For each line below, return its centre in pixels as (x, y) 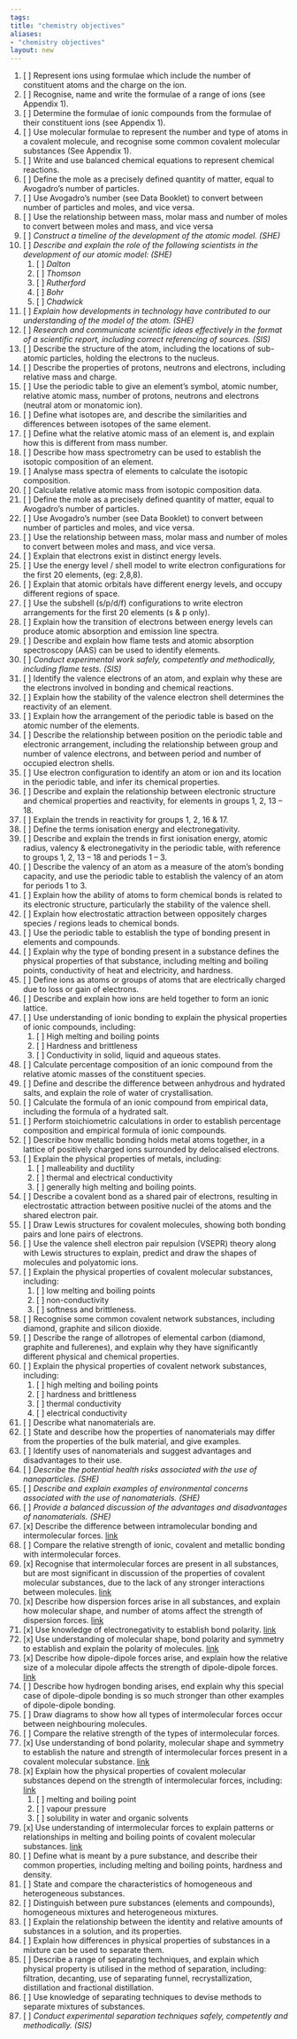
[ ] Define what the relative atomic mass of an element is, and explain (148, 434)
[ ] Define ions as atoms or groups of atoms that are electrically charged (154, 980)
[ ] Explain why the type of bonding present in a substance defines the (151, 952)
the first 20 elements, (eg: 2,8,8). (83, 575)
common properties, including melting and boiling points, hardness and (152, 1865)
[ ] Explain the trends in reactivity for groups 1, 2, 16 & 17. (126, 820)
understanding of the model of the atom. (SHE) (108, 321)
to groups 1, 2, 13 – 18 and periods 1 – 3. (95, 857)
